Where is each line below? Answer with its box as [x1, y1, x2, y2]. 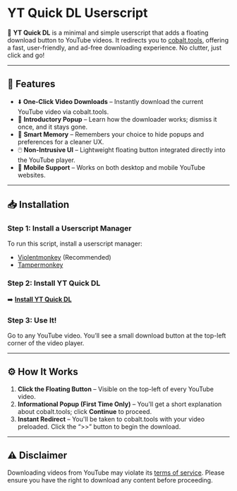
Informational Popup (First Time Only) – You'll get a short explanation [17, 400, 222, 408]
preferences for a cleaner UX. [17, 137, 104, 146]
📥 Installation [7, 199, 70, 211]
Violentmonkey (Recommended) [17, 253, 111, 262]
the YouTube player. [17, 156, 75, 164]
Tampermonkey [17, 260, 63, 270]
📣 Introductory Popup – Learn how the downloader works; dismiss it [17, 115, 217, 123]
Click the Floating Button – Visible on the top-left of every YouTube [17, 384, 214, 393]
